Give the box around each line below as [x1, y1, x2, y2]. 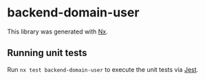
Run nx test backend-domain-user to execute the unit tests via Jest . [7, 65, 199, 73]
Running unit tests [7, 47, 87, 59]
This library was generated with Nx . [7, 27, 108, 36]
